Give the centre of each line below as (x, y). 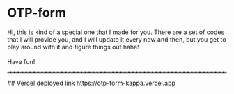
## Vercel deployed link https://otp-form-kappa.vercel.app (92, 83)
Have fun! (21, 61)
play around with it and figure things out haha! (73, 47)
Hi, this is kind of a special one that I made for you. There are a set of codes (116, 32)
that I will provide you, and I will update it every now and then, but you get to (117, 39)
